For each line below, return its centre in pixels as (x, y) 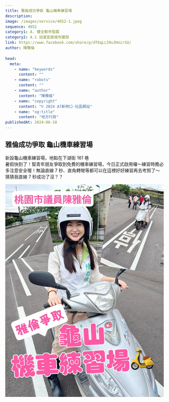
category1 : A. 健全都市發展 (32, 32)
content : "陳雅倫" (37, 96)
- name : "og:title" (35, 112)
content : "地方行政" (38, 117)
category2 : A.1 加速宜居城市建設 (37, 37)
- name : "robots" (32, 80)
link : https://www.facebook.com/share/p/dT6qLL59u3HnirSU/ (68, 43)
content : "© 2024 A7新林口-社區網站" (55, 106)
